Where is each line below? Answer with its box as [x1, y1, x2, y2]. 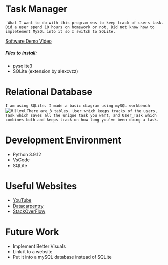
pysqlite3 [12, 63, 32, 69]
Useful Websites [5, 180, 77, 192]
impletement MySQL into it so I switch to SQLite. [5, 29, 116, 34]
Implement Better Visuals [12, 243, 66, 249]
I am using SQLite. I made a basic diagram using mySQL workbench [5, 103, 150, 108]
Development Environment [5, 134, 121, 146]
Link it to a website [12, 248, 53, 254]
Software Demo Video [5, 38, 52, 44]
